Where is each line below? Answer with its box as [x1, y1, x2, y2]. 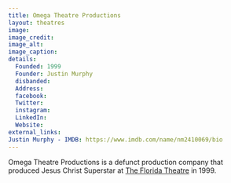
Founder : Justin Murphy [15, 70, 93, 78]
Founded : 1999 [15, 63, 61, 71]
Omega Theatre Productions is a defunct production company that [8, 157, 224, 167]
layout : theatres [8, 19, 65, 27]
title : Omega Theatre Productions [8, 11, 122, 20]
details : [8, 56, 37, 64]
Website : [15, 121, 44, 129]
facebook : [15, 92, 47, 100]
